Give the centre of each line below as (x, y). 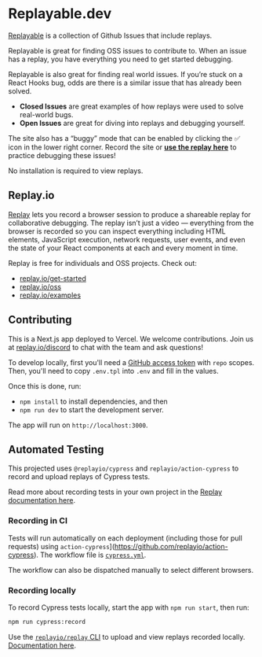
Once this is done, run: (45, 386)
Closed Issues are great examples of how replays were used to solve (131, 106)
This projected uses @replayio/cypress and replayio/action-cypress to (124, 468)
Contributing (40, 320)
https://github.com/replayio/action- (171, 546)
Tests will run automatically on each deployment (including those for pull (126, 538)
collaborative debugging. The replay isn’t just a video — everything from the (131, 223)
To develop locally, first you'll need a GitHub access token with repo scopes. (131, 362)
